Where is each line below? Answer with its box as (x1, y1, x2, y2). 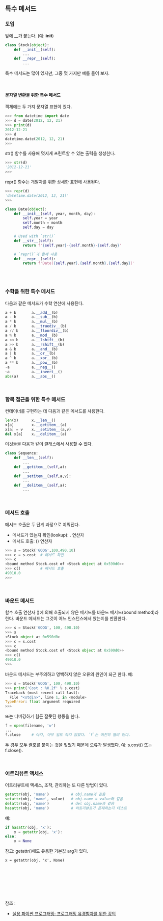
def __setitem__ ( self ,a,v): (14, 473, 71, 479)
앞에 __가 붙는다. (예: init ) (5, 32, 54, 38)
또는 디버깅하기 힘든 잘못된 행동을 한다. (5, 713, 80, 719)
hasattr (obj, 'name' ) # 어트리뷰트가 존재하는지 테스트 (5, 806, 127, 811)
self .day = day (23, 225, 54, 230)
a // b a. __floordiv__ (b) (5, 328, 69, 333)
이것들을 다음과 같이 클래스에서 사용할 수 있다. (5, 441, 93, 447)
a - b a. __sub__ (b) (5, 315, 58, 320)
